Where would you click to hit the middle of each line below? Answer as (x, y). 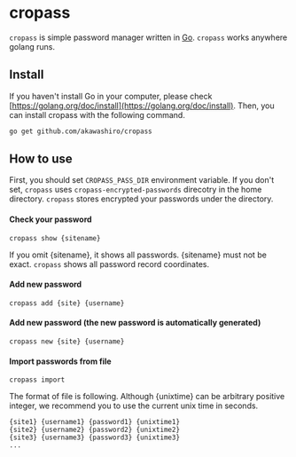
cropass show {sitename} (55, 238)
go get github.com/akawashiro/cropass (81, 131)
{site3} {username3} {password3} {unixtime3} (94, 437)
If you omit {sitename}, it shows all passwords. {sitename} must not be (138, 255)
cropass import (37, 380)
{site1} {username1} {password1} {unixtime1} (94, 422)
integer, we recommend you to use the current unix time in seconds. (134, 406)
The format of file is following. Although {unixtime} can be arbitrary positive (147, 397)
